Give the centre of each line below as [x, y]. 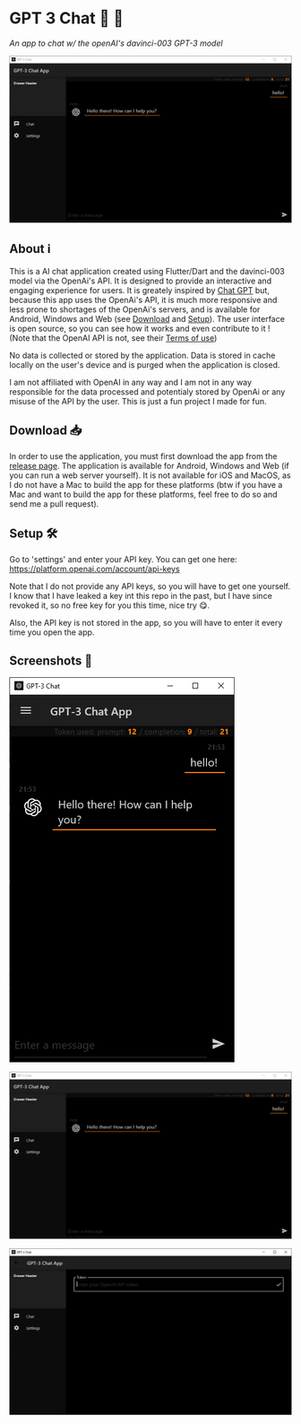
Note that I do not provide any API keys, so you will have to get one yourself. [150, 586]
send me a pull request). [54, 504]
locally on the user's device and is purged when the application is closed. [145, 365]
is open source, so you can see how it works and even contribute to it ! [140, 328]
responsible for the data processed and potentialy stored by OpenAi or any [147, 391]
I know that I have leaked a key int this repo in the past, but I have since [141, 596]
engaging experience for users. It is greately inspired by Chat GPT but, [140, 290]
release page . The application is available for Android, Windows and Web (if [149, 466]
